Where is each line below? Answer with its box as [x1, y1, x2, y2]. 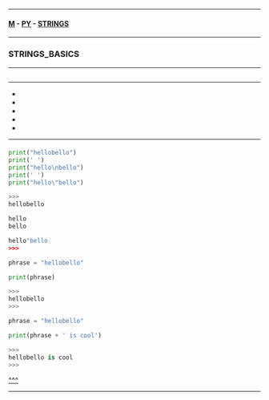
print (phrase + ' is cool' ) [8, 331, 102, 339]
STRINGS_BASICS [8, 49, 80, 60]
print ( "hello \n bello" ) [8, 164, 84, 172]
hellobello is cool [8, 354, 74, 362]
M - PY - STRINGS [8, 18, 70, 28]
